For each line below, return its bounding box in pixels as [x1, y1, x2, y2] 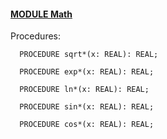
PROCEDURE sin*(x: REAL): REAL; [19, 102, 155, 112]
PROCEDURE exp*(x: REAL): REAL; [19, 67, 155, 77]
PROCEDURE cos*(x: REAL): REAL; [19, 120, 155, 130]
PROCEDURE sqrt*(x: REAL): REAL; [19, 50, 159, 60]
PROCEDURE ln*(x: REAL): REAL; [19, 85, 150, 95]
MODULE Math [10, 8, 73, 20]
